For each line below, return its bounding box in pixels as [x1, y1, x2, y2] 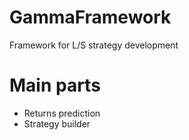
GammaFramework [9, 6, 172, 29]
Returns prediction [23, 107, 101, 119]
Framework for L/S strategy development [9, 39, 179, 51]
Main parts [9, 74, 101, 97]
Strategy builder [23, 117, 91, 130]
